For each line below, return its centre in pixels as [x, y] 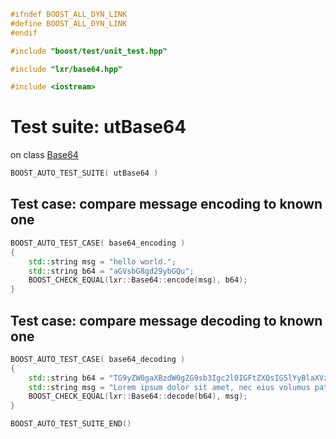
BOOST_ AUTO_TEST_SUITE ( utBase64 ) [84, 173]
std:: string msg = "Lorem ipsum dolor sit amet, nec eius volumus [169, 387]
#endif [24, 33]
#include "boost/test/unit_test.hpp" [89, 51]
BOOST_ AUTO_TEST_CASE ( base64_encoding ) [98, 243]
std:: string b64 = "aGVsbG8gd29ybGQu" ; [111, 271]
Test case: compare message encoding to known [166, 204]
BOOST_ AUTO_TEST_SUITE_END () [71, 424]
